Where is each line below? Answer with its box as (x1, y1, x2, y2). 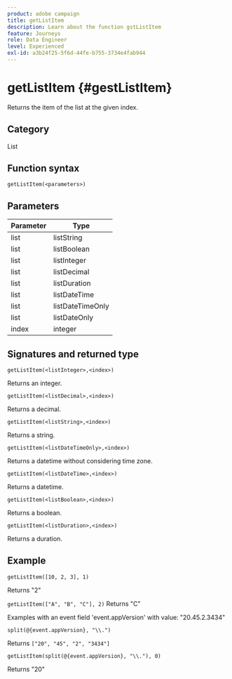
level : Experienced (7, 43, 64, 50)
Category (7, 124, 50, 136)
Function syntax (7, 162, 80, 174)
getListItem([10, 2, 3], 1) (7, 574, 90, 581)
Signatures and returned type (7, 348, 139, 360)
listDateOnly (53, 313, 93, 323)
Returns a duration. (7, 535, 63, 543)
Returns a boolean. (7, 509, 62, 517)
